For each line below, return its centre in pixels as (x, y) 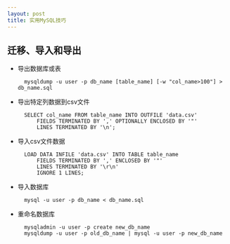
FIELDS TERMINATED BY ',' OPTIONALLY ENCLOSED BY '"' (117, 121)
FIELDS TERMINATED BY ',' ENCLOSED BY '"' (100, 161)
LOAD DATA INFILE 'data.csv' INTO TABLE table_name (101, 155)
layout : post (26, 14)
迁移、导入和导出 (44, 50)
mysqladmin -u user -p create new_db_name (87, 228)
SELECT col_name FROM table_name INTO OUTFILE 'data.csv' (111, 115)
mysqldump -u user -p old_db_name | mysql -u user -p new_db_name (123, 233)
